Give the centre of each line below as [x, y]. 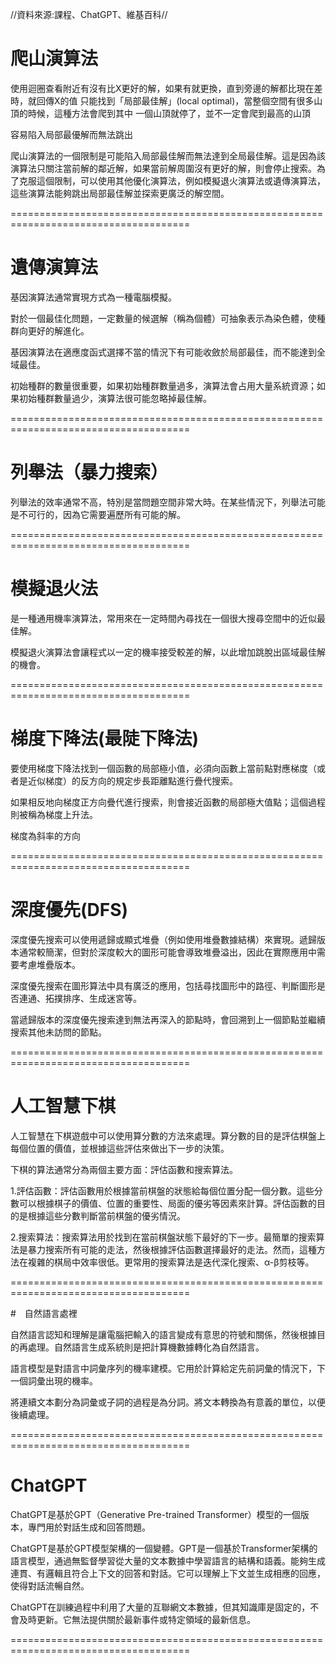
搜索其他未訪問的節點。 [58, 1032]
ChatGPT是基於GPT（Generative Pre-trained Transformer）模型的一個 [155, 1514]
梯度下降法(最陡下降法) [105, 738]
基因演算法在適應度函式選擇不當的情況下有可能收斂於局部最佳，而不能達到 [163, 352]
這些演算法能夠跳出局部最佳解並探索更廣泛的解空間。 [120, 193]
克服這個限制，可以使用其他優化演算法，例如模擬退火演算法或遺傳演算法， [172, 180]
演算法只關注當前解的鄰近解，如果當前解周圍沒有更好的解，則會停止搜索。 [163, 168]
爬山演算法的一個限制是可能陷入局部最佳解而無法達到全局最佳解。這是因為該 [168, 155]
